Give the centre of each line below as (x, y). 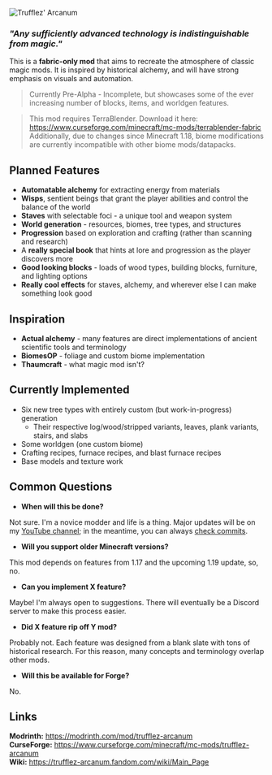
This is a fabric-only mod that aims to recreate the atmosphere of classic (132, 62)
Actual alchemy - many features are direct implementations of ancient (139, 338)
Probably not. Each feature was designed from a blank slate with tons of (130, 643)
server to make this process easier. (68, 611)
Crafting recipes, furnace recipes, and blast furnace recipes (121, 452)
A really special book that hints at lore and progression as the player (136, 250)
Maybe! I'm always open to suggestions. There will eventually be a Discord (134, 602)
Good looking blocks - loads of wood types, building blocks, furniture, (139, 267)
